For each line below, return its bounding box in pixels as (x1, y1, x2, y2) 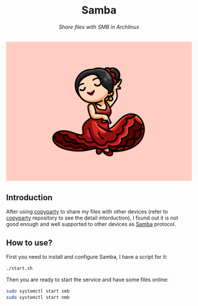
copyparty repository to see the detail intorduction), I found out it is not (6, 214, 179, 221)
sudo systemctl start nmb (6, 294, 70, 300)
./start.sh (6, 265, 33, 271)
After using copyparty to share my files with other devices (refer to (6, 208, 168, 215)
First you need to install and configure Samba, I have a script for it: (6, 254, 168, 261)
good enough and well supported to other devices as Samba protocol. (6, 221, 176, 228)
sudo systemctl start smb (6, 288, 70, 294)
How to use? (6, 238, 53, 248)
